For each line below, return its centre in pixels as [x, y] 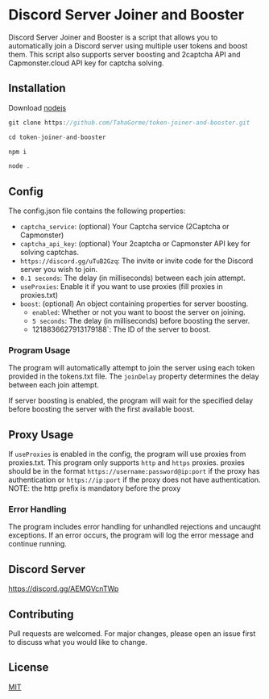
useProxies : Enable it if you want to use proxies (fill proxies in [121, 287]
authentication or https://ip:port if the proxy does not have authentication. [134, 480]
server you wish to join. [59, 270]
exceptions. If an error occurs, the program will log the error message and [131, 535]
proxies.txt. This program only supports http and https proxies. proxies [127, 463]
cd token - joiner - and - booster [57, 137]
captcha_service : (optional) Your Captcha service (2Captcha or [124, 227]
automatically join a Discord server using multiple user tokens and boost [128, 45]
